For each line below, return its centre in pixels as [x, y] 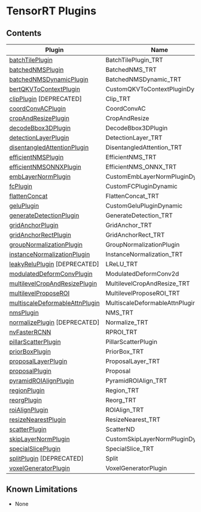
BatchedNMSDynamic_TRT [144, 79]
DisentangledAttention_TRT [144, 147]
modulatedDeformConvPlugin [51, 274]
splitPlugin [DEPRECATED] [46, 458]
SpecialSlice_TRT [130, 449]
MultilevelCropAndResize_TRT [148, 284]
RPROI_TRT [121, 332]
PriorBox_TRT [125, 351]
